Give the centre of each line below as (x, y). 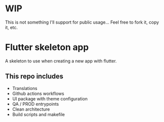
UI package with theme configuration (50, 98)
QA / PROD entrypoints (35, 104)
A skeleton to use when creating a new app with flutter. (61, 61)
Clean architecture (31, 109)
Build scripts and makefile (38, 114)
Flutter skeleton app (47, 47)
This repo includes (34, 76)
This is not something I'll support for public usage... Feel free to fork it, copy (82, 22)
